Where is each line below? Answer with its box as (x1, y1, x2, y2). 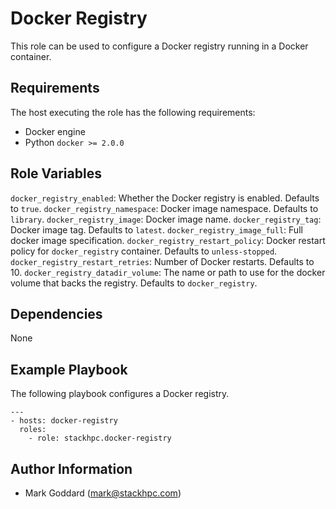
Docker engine (24, 125, 86, 137)
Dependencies (10, 305, 103, 322)
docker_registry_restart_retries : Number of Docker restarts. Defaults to (10, 255, 315, 267)
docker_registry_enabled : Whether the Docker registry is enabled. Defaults (10, 192, 320, 204)
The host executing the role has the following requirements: (10, 106, 256, 118)
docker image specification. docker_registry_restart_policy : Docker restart (10, 234, 326, 246)
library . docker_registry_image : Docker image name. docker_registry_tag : (10, 213, 322, 225)
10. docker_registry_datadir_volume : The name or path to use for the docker (10, 266, 326, 278)
